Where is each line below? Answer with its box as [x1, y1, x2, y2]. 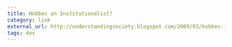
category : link [7, 17, 51, 23]
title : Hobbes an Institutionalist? [7, 10, 113, 17]
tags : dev [7, 29, 36, 37]
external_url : [7, 23, 48, 30]
